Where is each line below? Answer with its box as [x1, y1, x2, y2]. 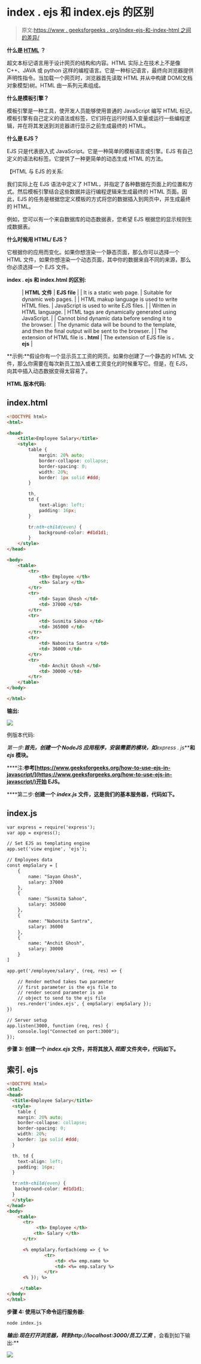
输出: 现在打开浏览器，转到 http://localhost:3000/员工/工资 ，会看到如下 [7, 1332, 185, 1339]
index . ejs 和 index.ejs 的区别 [7, 5, 154, 19]
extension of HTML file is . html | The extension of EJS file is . [22, 333, 174, 341]
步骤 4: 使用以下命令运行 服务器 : [7, 1308, 85, 1315]
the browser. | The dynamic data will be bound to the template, [22, 321, 176, 328]
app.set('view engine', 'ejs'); [7, 846, 87, 852]
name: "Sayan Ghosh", [28, 873, 83, 879]
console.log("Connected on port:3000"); [17, 1028, 120, 1034]
